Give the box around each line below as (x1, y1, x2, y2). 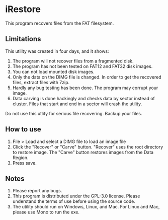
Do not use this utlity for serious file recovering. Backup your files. (5, 110, 142, 116)
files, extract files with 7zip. (12, 79, 70, 85)
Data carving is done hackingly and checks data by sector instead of (12, 95, 155, 101)
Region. (12, 155, 29, 161)
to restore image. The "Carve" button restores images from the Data (12, 149, 154, 155)
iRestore (5, 4, 41, 15)
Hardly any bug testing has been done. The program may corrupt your (12, 85, 158, 91)
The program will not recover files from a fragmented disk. (12, 58, 134, 64)
